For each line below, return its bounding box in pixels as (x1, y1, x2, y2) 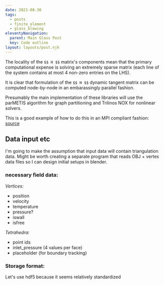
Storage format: (5, 262, 45, 269)
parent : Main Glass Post (10, 36, 62, 41)
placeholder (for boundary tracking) (12, 250, 87, 256)
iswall (12, 214, 25, 220)
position (12, 193, 30, 199)
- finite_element (10, 21, 46, 27)
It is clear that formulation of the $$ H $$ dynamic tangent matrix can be (5, 79, 154, 85)
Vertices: (5, 183, 24, 189)
